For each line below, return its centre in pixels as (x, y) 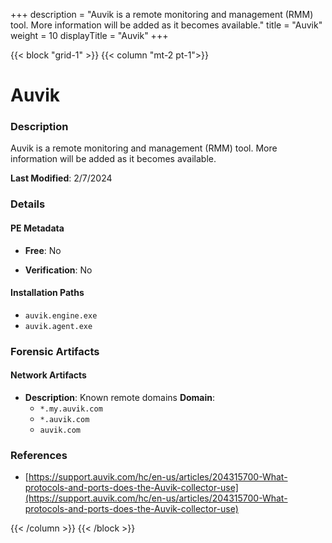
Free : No (43, 250)
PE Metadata (37, 228)
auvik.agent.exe (58, 326)
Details (28, 204)
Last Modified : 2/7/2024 (61, 178)
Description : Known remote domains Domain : (120, 397)
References (39, 455)
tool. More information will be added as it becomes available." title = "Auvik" (166, 25)
